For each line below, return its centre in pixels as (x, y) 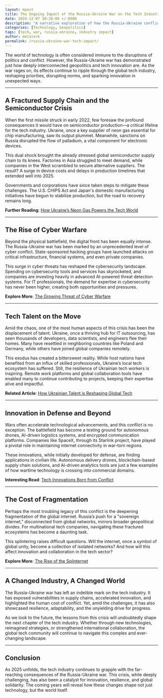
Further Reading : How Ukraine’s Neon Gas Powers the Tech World (72, 210)
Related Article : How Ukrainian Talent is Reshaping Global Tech (69, 393)
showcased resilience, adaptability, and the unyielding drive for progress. (78, 608)
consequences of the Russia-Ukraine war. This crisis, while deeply (90, 675)
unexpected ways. (24, 81)
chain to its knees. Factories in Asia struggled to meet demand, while (74, 160)
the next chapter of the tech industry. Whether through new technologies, (79, 623)
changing (15, 638)
